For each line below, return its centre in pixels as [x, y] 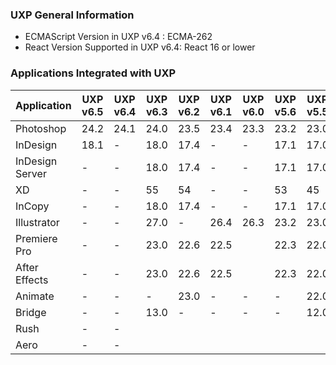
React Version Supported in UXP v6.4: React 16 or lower [140, 47]
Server [31, 173]
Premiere [36, 238]
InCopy [32, 206]
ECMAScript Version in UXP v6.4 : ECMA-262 [118, 37]
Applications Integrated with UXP [93, 73]
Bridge [31, 312]
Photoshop [41, 128]
